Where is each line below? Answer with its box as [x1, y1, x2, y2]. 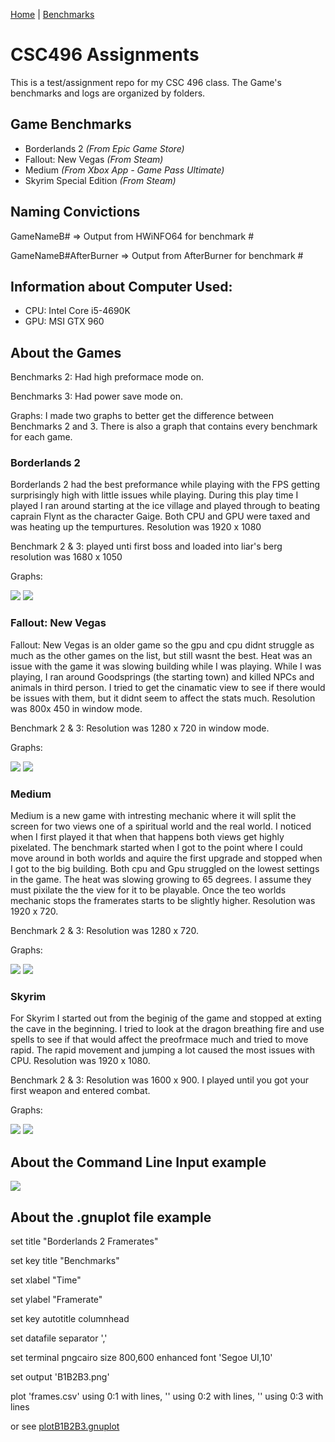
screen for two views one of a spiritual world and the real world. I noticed [10, 820, 312, 833]
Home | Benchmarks [10, 9, 95, 20]
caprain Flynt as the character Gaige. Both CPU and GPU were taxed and [10, 510, 311, 523]
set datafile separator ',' [10, 1332, 108, 1344]
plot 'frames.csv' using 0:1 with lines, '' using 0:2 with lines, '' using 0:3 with [10, 1390, 324, 1402]
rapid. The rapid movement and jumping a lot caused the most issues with [10, 1044, 315, 1056]
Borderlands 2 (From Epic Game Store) [24, 142, 185, 154]
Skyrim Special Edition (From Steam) [24, 174, 177, 186]
